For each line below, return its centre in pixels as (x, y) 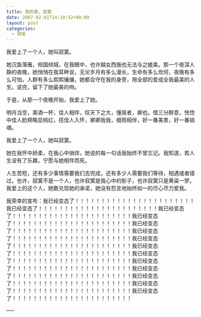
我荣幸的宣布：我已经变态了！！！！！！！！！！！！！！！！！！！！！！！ (100, 201)
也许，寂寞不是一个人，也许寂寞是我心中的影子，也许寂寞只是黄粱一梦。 (106, 181)
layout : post (22, 23)
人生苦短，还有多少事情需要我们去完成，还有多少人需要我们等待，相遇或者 (98, 173)
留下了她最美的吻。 (56, 87)
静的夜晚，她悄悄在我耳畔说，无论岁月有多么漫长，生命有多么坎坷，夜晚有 (98, 72)
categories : (21, 28)
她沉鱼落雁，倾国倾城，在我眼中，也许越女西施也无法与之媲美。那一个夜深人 (100, 65)
